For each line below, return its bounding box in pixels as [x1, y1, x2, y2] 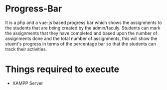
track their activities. [5, 46, 47, 52]
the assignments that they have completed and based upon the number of [5, 30, 158, 36]
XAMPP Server [12, 80, 43, 86]
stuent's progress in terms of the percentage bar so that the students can [5, 40, 156, 46]
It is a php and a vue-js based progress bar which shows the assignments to [5, 19, 162, 25]
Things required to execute [5, 63, 120, 75]
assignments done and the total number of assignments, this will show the [5, 35, 158, 41]
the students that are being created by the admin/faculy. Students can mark [5, 24, 161, 30]
